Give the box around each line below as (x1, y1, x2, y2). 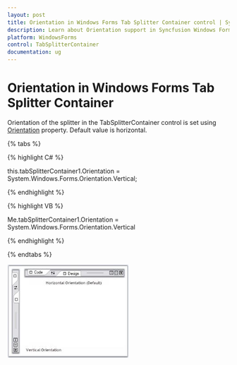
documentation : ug (7, 49, 61, 56)
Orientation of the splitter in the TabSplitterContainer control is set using (7, 118, 217, 126)
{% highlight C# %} (7, 152, 64, 162)
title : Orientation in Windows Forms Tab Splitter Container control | (7, 18, 222, 26)
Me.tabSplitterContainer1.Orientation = (7, 215, 119, 224)
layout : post (7, 11, 46, 18)
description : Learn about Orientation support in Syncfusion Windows (7, 26, 217, 33)
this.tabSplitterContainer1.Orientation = (7, 167, 121, 175)
